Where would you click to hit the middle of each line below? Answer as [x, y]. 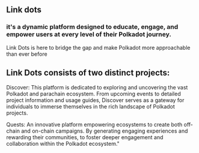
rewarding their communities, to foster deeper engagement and [85, 137]
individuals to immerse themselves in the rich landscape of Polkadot [91, 106]
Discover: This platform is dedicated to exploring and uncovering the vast [97, 87]
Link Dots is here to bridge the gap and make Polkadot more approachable [98, 47]
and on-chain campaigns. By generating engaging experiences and [104, 131]
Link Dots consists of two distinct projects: [88, 73]
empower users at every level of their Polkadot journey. [89, 34]
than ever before [27, 54]
